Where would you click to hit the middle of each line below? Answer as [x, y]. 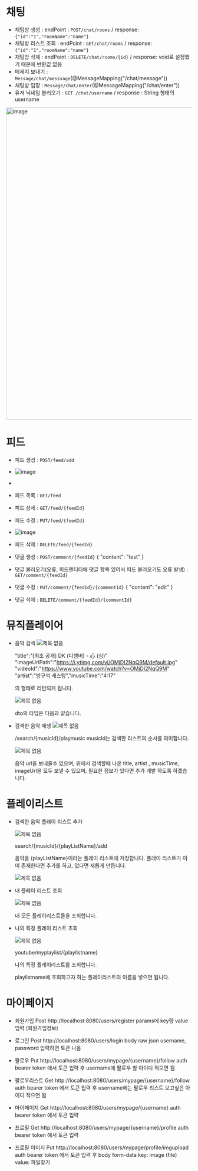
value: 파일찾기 [32, 1162]
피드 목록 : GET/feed [38, 495]
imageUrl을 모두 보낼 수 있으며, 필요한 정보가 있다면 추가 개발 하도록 [93, 770]
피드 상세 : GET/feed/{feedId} [49, 507]
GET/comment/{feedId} [41, 575]
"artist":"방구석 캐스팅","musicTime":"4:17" [65, 675]
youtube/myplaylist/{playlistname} [56, 952]
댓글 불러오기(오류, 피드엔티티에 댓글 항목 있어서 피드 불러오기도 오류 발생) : [101, 569]
